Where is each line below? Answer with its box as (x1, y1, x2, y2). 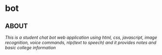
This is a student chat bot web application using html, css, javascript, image (5, 34, 157, 40)
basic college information (5, 45, 56, 50)
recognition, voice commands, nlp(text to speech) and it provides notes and (5, 40, 156, 45)
